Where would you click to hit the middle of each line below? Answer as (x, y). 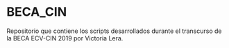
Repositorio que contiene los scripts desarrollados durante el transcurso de (114, 31)
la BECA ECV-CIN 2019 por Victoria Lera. (65, 38)
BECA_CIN (37, 12)
